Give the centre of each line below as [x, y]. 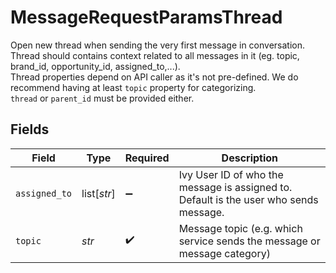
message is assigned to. [235, 187]
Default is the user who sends [248, 199]
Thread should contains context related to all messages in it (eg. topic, [155, 55]
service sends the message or [249, 241]
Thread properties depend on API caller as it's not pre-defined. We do [154, 77]
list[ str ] [98, 193]
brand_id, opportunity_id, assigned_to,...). [95, 66]
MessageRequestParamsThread [146, 17]
